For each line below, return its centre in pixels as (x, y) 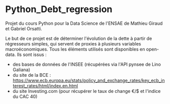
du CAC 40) (25, 96)
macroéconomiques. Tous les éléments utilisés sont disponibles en (75, 49)
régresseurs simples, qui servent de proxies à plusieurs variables (73, 43)
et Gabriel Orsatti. (24, 28)
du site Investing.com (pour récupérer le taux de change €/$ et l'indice (87, 91)
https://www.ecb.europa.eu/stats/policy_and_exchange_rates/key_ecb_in (89, 80)
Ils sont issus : (32, 55)
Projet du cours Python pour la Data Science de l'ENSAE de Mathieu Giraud (84, 23)
